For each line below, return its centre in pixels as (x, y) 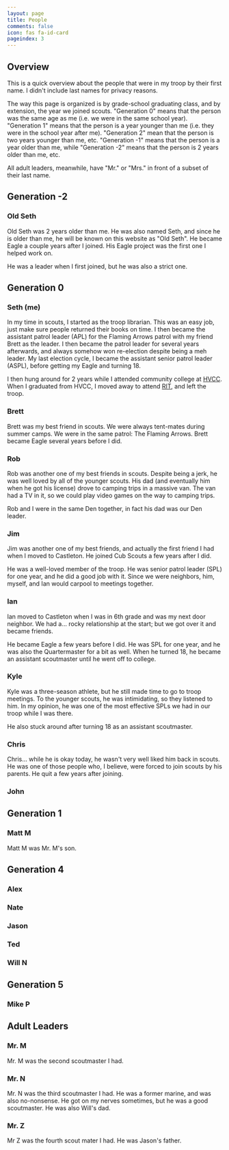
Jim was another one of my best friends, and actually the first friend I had (111, 549)
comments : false (30, 26)
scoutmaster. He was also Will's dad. (59, 1108)
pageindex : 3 (26, 39)
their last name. (29, 175)
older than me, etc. (33, 154)
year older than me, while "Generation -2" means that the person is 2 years (113, 147)
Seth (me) (24, 307)
